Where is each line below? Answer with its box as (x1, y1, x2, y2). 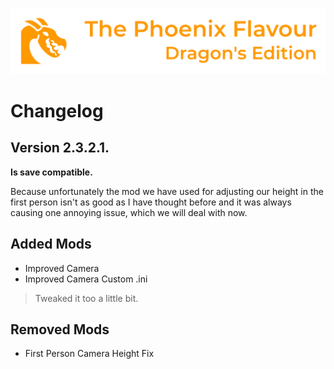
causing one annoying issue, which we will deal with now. (10, 206, 248, 218)
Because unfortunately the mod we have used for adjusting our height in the (10, 185, 324, 197)
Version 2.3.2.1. (10, 139, 110, 157)
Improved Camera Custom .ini (24, 273, 148, 285)
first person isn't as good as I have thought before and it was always (10, 196, 292, 208)
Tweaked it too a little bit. (34, 292, 139, 304)
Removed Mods (10, 321, 110, 338)
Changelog (10, 100, 104, 122)
